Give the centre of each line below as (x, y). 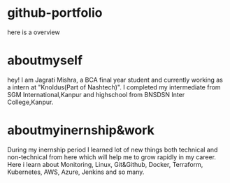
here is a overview (34, 32)
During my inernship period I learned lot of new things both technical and (113, 149)
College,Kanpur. (30, 102)
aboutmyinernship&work (81, 130)
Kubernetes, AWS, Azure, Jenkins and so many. (76, 172)
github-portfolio (55, 13)
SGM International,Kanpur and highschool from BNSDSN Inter (96, 94)
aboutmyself (45, 60)
